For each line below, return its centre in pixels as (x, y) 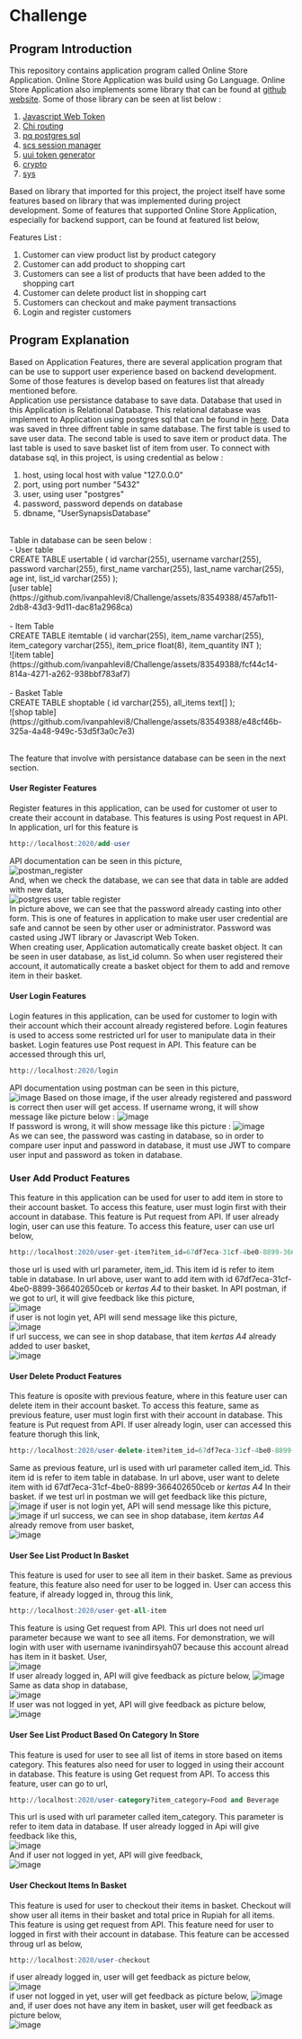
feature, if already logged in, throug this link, (91, 1594)
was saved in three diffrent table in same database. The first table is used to (150, 429)
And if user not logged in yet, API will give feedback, (107, 1855)
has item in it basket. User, (58, 1657)
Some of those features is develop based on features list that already (137, 381)
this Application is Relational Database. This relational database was (135, 409)
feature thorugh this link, (55, 1434)
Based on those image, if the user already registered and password (168, 1097)
